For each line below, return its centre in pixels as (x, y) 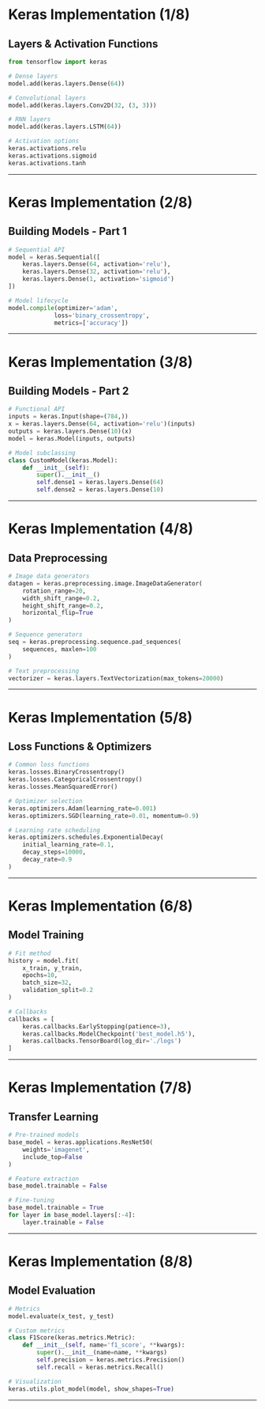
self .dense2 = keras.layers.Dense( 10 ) (100, 490)
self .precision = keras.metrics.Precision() (111, 1360)
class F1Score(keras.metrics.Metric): (72, 1338)
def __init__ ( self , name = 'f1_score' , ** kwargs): (104, 1345)
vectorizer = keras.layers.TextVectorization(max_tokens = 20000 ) (116, 678)
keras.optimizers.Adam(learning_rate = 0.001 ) (82, 809)
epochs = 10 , (40, 975)
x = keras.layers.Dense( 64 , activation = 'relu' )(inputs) (102, 424)
